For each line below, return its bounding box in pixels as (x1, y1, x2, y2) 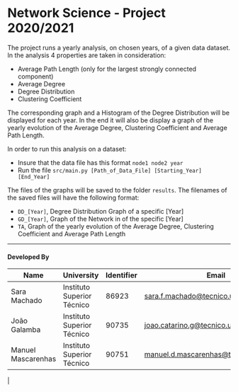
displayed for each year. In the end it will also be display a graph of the (7, 115, 214, 125)
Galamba (11, 325, 41, 335)
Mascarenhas (11, 354, 57, 364)
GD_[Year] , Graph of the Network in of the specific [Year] (17, 214, 184, 223)
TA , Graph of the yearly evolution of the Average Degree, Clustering (17, 221, 215, 231)
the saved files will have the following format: (7, 193, 140, 202)
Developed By (7, 253, 50, 261)
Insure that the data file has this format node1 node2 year (17, 158, 183, 167)
